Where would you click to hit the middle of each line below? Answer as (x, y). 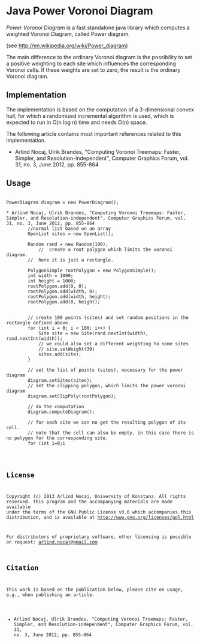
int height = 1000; (52, 281)
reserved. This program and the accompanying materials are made (89, 502)
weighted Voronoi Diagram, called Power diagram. (68, 34)
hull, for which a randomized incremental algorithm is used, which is (90, 116)
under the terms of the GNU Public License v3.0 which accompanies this (99, 512)
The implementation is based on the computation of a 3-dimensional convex (100, 110)
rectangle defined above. (38, 323)
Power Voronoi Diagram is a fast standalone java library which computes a (98, 28)
